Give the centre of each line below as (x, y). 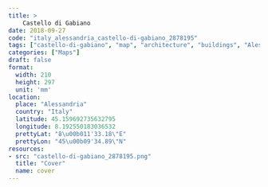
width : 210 (33, 75)
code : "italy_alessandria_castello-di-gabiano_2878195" (103, 38)
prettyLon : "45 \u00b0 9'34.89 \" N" (71, 141)
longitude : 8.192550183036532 (65, 127)
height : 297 (35, 82)
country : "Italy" (44, 112)
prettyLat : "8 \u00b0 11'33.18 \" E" (71, 134)
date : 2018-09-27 (37, 30)
